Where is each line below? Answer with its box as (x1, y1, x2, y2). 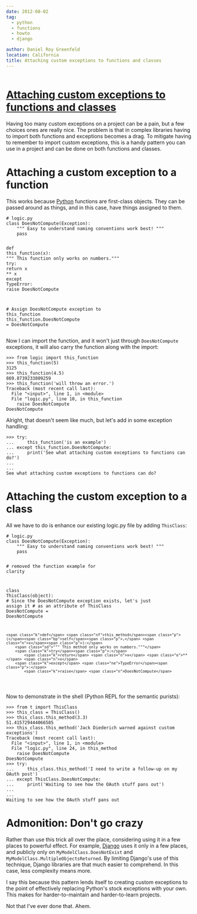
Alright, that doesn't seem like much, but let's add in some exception (6, 417, 172, 424)
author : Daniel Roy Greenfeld (6, 46, 81, 53)
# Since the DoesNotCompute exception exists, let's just (6, 598, 151, 604)
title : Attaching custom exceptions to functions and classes (6, 57, 162, 64)
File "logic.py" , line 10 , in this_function (11, 396, 122, 402)
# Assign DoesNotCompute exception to (6, 307, 101, 313)
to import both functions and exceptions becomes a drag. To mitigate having (6, 132, 192, 139)
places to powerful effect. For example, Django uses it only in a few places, (6, 842, 188, 849)
